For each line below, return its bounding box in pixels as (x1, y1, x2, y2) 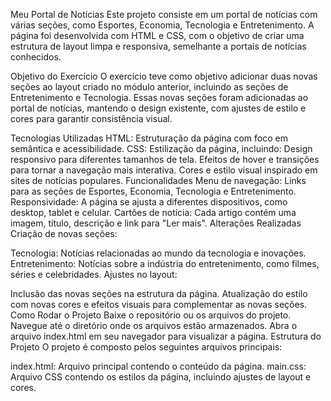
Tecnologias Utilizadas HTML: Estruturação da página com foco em (10, 132, 288, 144)
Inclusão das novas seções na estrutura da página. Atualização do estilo (10, 288, 308, 299)
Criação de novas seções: (10, 228, 118, 239)
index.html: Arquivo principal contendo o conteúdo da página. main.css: (10, 360, 307, 372)
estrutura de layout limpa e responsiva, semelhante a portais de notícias (10, 40, 307, 52)
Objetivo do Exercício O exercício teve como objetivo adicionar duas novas (10, 70, 318, 82)
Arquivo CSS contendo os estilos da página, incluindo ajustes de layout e (10, 371, 312, 383)
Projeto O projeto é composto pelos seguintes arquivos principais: (10, 341, 283, 353)
